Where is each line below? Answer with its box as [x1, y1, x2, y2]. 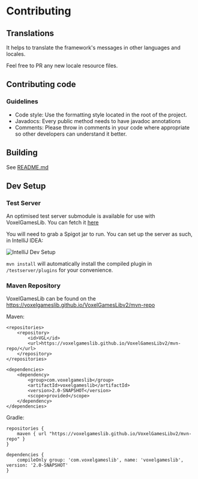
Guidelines [6, 97, 38, 106]
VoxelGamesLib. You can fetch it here [6, 219, 99, 226]
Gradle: [6, 414, 25, 421]
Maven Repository [6, 282, 61, 290]
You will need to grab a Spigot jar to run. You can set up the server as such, [6, 230, 193, 238]
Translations [6, 28, 55, 38]
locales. [6, 50, 26, 58]
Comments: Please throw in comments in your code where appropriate [14, 124, 190, 131]
